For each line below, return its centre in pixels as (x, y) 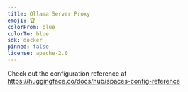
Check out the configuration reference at (67, 73)
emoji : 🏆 (22, 21)
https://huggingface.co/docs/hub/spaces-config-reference (94, 81)
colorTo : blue (28, 34)
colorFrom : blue (31, 27)
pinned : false (28, 47)
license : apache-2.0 (38, 54)
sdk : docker (25, 40)
